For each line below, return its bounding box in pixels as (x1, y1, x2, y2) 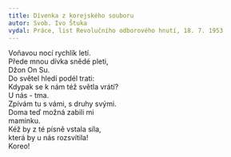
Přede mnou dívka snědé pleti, (8, 57, 109, 66)
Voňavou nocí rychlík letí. (8, 49, 91, 58)
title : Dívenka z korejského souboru (8, 11, 134, 20)
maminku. (8, 116, 42, 126)
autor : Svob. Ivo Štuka (8, 19, 88, 27)
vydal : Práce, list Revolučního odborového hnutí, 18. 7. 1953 (8, 26, 224, 34)
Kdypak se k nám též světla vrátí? (8, 82, 119, 92)
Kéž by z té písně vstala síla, (8, 124, 102, 134)
